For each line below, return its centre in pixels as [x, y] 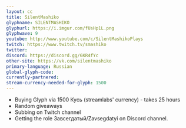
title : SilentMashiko [33, 17]
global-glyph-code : [30, 72]
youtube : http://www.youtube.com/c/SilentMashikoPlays [75, 39]
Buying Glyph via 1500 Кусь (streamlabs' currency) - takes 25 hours [97, 100]
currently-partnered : [33, 77]
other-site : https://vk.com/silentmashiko [59, 61]
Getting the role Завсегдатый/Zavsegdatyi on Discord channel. [91, 118]
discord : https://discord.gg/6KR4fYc [52, 55]
